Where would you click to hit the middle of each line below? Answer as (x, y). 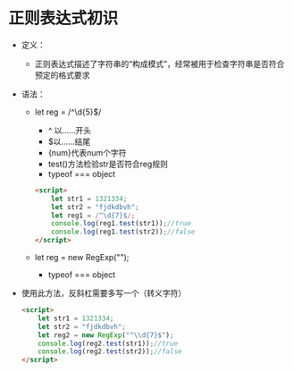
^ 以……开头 (70, 130)
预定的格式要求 (62, 75)
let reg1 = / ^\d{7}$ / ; (93, 216)
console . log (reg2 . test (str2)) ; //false (110, 352)
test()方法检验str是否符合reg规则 (108, 164)
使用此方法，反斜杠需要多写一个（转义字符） (104, 293)
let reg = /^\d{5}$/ (68, 112)
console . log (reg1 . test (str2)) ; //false (123, 232)
